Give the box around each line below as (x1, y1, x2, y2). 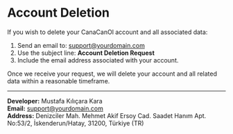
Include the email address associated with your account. (17, 56, 179, 64)
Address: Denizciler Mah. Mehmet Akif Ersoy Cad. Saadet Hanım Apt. (7, 111, 207, 119)
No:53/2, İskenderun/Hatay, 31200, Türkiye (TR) (7, 119, 144, 127)
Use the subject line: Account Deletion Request (17, 49, 155, 57)
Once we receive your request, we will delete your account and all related (7, 69, 217, 78)
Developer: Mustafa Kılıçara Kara (7, 97, 103, 105)
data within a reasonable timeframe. (7, 76, 110, 85)
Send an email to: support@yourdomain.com (17, 41, 146, 49)
